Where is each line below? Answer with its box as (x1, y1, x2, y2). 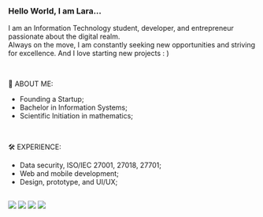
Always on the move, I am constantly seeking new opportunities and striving (8, 40, 256, 50)
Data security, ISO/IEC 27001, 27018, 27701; (19, 160, 162, 170)
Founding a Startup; (19, 95, 84, 104)
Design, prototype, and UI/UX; (19, 178, 118, 187)
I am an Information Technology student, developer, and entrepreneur (8, 24, 234, 33)
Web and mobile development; (19, 169, 120, 178)
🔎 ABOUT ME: (8, 79, 54, 88)
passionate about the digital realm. (8, 32, 120, 41)
